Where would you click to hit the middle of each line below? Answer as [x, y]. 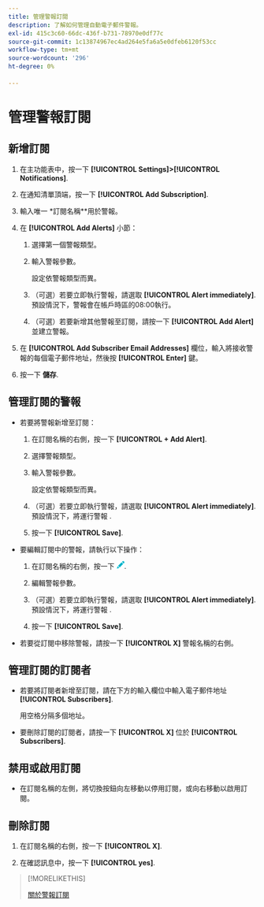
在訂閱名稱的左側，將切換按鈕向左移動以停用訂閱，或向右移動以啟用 [130, 789]
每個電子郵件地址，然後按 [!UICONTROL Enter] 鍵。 [118, 358]
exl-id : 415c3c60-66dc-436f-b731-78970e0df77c [86, 33]
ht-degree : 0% [32, 67]
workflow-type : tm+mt [44, 50]
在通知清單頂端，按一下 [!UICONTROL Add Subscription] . [114, 194]
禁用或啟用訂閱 [45, 768]
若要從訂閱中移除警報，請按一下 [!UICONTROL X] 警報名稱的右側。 [128, 643]
